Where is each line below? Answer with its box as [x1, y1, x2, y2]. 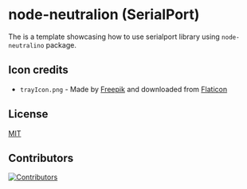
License [8, 107, 49, 121]
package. [45, 40, 77, 49]
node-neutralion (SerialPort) [8, 6, 200, 24]
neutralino [8, 41, 45, 49]
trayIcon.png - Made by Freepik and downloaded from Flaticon [19, 84, 228, 94]
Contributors [8, 151, 74, 164]
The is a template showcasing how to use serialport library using [8, 32, 221, 41]
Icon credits [8, 64, 69, 77]
